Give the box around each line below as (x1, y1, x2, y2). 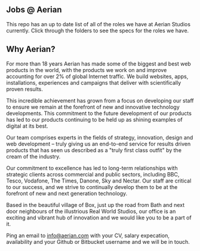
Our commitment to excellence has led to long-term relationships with (6, 164, 178, 172)
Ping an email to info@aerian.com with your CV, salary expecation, (6, 232, 170, 239)
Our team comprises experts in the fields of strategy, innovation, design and (6, 134, 193, 141)
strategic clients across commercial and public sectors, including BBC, (6, 171, 180, 178)
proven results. (6, 85, 44, 92)
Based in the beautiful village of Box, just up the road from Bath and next (6, 201, 185, 208)
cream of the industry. (6, 153, 61, 160)
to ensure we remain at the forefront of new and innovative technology (6, 103, 180, 110)
